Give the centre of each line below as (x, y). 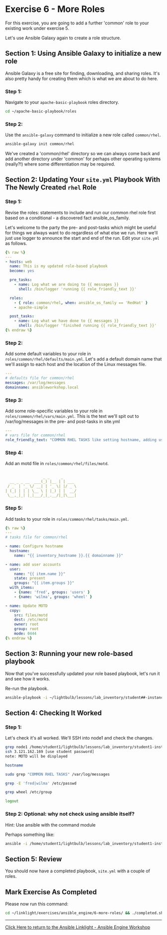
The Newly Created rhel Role (51, 187)
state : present (30, 578)
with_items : (22, 588)
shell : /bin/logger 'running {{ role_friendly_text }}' (77, 289)
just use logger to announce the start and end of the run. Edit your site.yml (83, 238)
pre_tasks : (21, 280)
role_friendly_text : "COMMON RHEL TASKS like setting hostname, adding (81, 440)
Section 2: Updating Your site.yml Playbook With (83, 180)
